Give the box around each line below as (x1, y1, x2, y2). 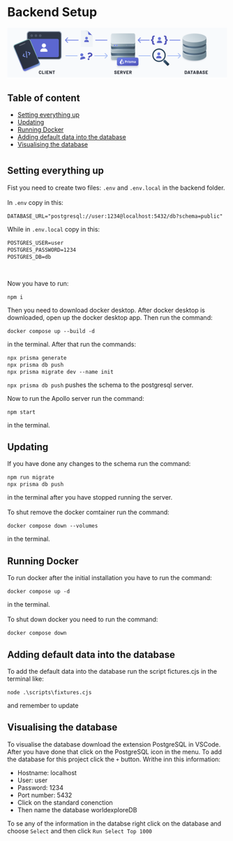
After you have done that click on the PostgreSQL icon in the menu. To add (7, 747, 222, 756)
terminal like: (7, 674, 44, 683)
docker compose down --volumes (7, 523, 98, 530)
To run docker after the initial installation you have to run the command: (7, 574, 213, 582)
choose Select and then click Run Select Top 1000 (7, 826, 152, 835)
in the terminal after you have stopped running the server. (7, 493, 173, 502)
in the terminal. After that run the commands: (7, 340, 136, 348)
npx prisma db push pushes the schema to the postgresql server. (7, 381, 194, 389)
